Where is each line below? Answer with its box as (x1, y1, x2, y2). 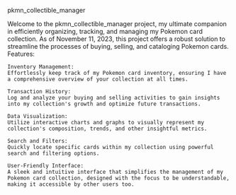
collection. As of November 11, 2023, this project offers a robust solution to (7, 35, 225, 43)
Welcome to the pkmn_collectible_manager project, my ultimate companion (7, 20, 227, 28)
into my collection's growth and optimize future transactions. (7, 100, 201, 107)
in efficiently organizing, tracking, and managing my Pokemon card (7, 28, 203, 35)
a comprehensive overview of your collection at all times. (7, 76, 189, 83)
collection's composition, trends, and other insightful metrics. (7, 125, 208, 132)
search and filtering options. (7, 150, 100, 157)
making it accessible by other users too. (7, 181, 135, 188)
